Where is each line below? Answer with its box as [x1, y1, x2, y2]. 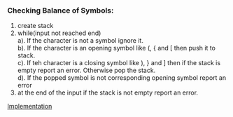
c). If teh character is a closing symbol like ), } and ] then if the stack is [17, 59, 221, 67]
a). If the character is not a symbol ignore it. [17, 36, 143, 45]
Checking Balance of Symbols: [7, 6, 114, 15]
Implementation [7, 102, 52, 111]
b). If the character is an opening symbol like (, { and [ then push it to [17, 44, 216, 53]
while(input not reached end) [17, 29, 101, 37]
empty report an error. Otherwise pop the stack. [17, 66, 156, 75]
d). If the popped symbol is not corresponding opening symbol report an [17, 74, 226, 82]
